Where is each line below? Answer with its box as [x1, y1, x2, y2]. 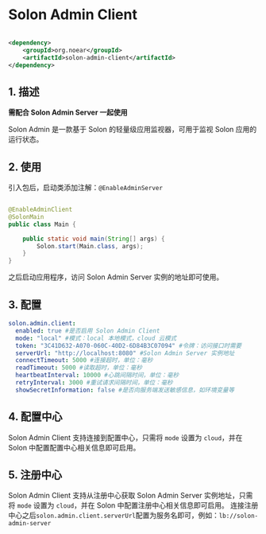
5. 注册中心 [8, 468, 62, 481]
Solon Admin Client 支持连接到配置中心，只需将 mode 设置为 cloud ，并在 [8, 432, 243, 442]
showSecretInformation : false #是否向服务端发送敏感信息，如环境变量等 [15, 386, 235, 394]
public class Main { [8, 220, 77, 228]
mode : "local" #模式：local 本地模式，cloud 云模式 [15, 334, 177, 342]
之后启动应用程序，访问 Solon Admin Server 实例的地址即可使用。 [8, 272, 224, 282]
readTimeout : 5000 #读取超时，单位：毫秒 [15, 364, 143, 372]
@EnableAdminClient [8, 205, 73, 214]
